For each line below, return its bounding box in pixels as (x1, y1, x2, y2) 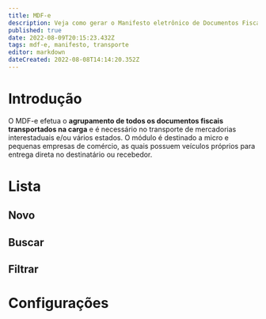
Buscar (8, 235, 45, 249)
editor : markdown (8, 48, 66, 56)
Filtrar (8, 263, 39, 276)
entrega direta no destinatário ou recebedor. (8, 150, 153, 159)
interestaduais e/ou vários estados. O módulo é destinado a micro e (8, 132, 230, 142)
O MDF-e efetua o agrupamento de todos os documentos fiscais (8, 116, 224, 125)
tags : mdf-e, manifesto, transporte (8, 41, 129, 49)
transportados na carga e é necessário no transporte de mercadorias (8, 124, 237, 134)
